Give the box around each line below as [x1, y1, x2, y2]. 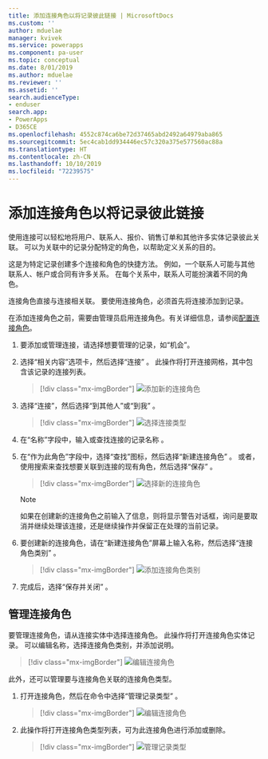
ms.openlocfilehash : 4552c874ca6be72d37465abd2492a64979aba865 [8, 130, 223, 138]
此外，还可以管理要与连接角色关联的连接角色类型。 [8, 674, 176, 683]
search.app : [8, 109, 48, 117]
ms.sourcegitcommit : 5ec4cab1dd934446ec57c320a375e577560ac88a [8, 137, 223, 146]
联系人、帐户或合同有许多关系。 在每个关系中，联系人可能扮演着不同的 [8, 269, 241, 279]
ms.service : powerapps [8, 42, 84, 49]
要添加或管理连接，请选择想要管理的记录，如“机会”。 [19, 340, 195, 350]
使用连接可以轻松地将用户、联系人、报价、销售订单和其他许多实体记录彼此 [8, 232, 253, 242]
